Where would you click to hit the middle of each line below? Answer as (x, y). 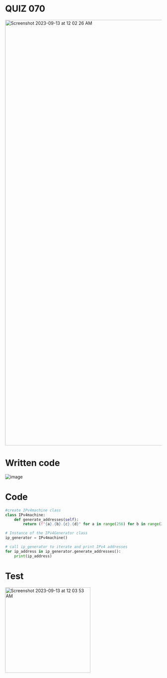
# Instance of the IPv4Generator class (46, 533)
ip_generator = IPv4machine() (37, 538)
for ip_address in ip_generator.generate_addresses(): (63, 551)
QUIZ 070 (25, 9)
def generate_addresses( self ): (46, 519)
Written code (33, 463)
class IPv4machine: (25, 515)
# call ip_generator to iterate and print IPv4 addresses (66, 547)
